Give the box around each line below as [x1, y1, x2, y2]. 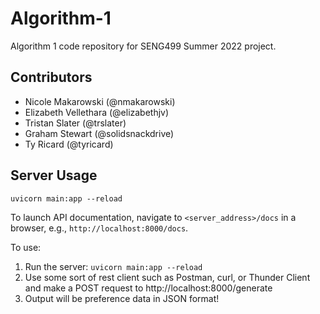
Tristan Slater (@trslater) [24, 117, 127, 129]
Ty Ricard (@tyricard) [24, 138, 114, 150]
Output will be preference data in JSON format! [24, 292, 220, 304]
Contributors [10, 69, 93, 86]
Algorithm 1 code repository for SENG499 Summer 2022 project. [10, 40, 277, 52]
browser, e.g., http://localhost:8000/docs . [10, 222, 189, 234]
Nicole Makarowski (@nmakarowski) [24, 95, 176, 107]
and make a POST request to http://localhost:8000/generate [24, 282, 273, 294]
